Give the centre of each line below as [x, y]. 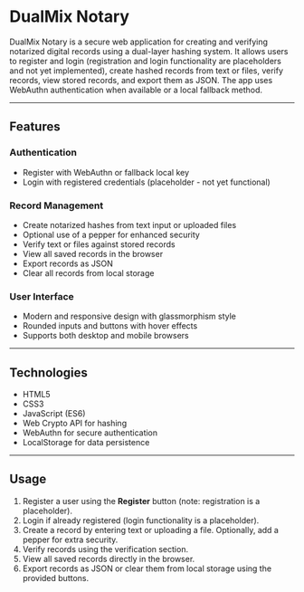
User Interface [42, 296]
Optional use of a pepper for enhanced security [111, 234]
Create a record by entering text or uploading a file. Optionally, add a [150, 530]
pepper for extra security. [70, 539]
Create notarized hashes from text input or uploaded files [129, 224]
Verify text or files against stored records [99, 244]
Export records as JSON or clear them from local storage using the [147, 568]
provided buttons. [55, 578]
